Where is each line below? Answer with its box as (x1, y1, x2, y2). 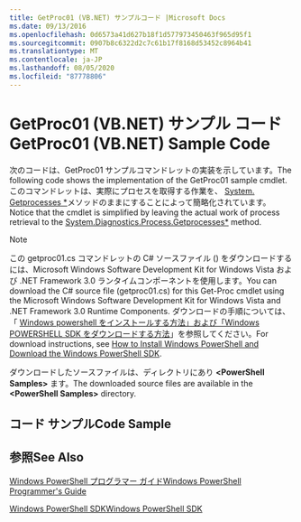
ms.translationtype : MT (9, 47, 99, 56)
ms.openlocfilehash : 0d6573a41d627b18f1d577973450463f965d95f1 (9, 30, 252, 39)
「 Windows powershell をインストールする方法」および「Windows (9, 317, 260, 328)
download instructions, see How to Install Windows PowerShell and (9, 338, 260, 349)
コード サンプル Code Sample (9, 416, 172, 432)
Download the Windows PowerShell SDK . (9, 348, 162, 359)
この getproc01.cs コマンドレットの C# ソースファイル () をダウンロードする (9, 252, 293, 263)
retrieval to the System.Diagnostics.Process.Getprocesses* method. (9, 216, 262, 227)
